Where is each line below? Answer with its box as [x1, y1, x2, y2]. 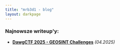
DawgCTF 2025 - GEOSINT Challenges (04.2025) [12, 39, 115, 45]
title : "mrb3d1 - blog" [5, 7, 54, 12]
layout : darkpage [5, 12, 41, 17]
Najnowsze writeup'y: [5, 28, 59, 35]
